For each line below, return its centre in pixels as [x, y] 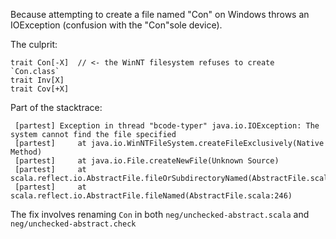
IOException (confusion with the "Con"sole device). [116, 25]
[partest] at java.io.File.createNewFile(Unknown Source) [147, 161]
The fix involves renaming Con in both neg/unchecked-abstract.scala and [160, 214]
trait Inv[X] [37, 80]
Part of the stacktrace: [56, 107]
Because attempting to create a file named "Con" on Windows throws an [160, 14]
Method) [26, 152]
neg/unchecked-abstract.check [73, 224]
